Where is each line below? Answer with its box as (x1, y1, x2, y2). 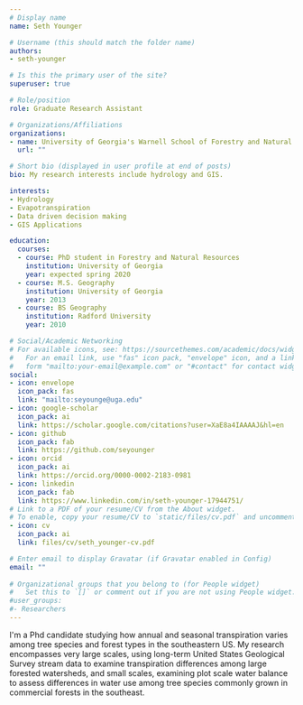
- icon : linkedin (9, 479, 75, 488)
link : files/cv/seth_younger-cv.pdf (17, 538, 155, 547)
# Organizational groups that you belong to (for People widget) (9, 580, 260, 589)
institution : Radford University (25, 312, 151, 321)
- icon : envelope (9, 378, 75, 388)
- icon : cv (9, 521, 50, 531)
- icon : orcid (9, 454, 63, 463)
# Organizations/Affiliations (9, 120, 124, 129)
